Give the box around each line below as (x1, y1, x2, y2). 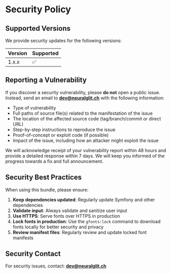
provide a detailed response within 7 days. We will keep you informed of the (5, 153, 165, 159)
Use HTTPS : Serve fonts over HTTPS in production (12, 213, 120, 219)
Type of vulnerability (12, 104, 56, 111)
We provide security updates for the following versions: (5, 37, 122, 44)
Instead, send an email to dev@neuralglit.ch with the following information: (5, 95, 165, 101)
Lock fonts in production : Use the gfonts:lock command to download (12, 218, 161, 224)
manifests (12, 235, 34, 241)
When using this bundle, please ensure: (5, 186, 89, 193)
